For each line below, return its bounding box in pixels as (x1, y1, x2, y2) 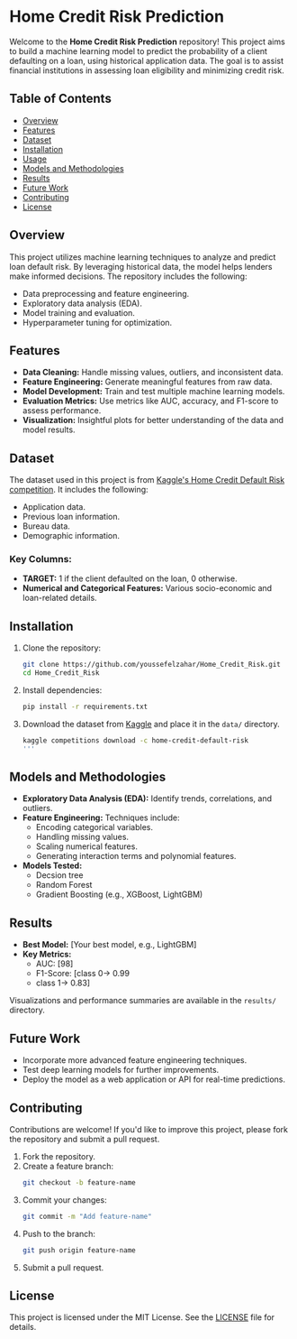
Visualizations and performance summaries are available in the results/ (9, 995, 277, 1006)
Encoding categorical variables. (35, 822, 154, 833)
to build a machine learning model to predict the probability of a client (9, 45, 268, 56)
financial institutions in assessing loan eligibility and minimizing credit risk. (9, 65, 285, 76)
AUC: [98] (35, 958, 74, 969)
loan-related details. (22, 593, 97, 604)
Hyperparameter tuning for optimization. (22, 317, 173, 328)
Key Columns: (9, 553, 72, 566)
